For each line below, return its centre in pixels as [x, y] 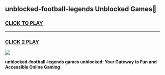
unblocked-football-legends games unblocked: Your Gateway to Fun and [81, 62]
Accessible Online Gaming [33, 67]
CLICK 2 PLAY [22, 41]
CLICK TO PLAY [24, 23]
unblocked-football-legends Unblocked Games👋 [81, 9]
